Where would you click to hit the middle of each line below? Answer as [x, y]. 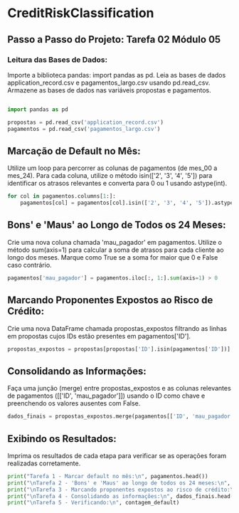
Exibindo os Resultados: [62, 439]
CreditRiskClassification [81, 13]
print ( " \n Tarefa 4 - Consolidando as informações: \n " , [90, 496]
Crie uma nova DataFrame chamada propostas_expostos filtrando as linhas [117, 328]
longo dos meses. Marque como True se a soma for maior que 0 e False [113, 257]
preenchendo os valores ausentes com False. [74, 403]
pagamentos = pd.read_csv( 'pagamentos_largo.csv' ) [84, 129]
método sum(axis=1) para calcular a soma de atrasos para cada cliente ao [116, 250]
